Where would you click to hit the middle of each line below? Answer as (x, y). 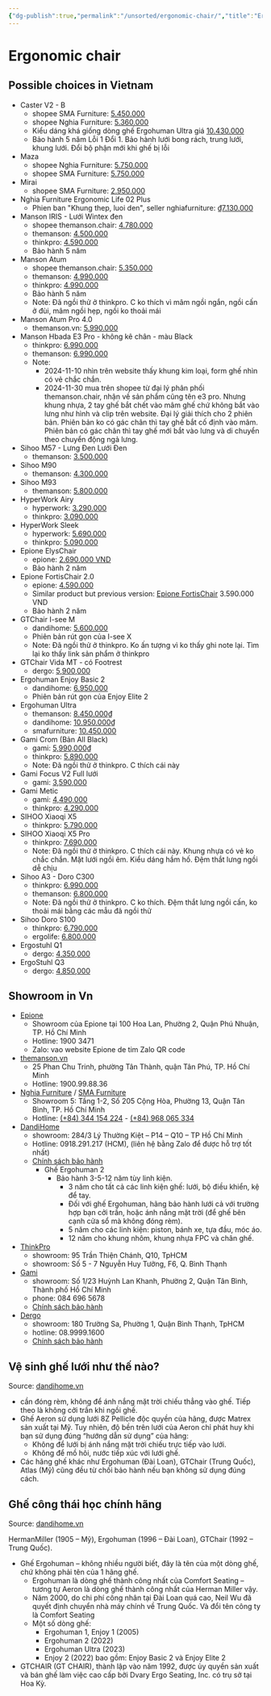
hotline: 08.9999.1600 (68, 1333)
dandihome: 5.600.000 (70, 628)
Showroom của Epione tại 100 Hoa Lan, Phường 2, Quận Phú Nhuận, (146, 1024)
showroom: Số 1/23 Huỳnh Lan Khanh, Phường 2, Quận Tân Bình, (140, 1281)
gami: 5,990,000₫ (62, 748)
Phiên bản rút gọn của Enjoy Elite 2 (90, 696)
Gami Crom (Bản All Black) (64, 739)
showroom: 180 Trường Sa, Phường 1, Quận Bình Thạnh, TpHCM (138, 1324)
